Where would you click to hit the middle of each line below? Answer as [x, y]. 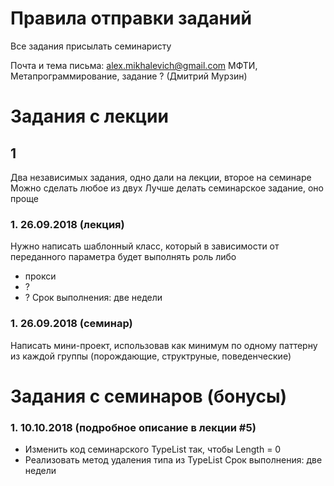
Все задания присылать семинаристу [91, 46]
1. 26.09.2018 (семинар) [71, 324]
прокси [40, 276]
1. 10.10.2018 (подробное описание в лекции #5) [133, 427]
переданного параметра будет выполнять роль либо [123, 257]
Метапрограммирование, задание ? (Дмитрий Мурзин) [129, 76]
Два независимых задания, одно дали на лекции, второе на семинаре [161, 177]
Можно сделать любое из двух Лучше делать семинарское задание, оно [167, 188]
